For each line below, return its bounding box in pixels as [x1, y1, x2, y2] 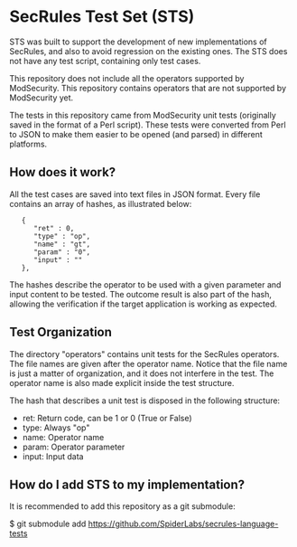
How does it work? [9, 165, 116, 180]
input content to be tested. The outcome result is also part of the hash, [9, 288, 273, 299]
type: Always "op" [22, 422, 90, 433]
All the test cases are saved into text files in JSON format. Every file [9, 188, 261, 200]
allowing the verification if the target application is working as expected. [9, 298, 278, 309]
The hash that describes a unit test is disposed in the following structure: [9, 395, 281, 406]
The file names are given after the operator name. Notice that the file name [9, 358, 288, 369]
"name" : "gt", [32, 240, 91, 249]
